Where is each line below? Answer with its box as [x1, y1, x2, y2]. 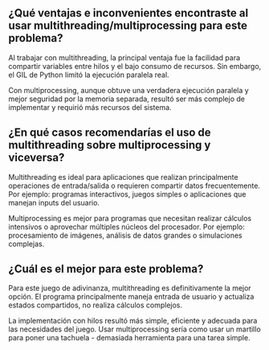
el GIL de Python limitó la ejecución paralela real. [8, 70, 170, 79]
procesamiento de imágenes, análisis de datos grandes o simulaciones [8, 230, 243, 240]
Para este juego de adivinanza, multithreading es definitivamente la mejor [8, 283, 251, 293]
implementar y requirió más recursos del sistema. [8, 102, 172, 112]
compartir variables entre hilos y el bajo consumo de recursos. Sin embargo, [8, 61, 262, 71]
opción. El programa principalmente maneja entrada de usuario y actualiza [8, 292, 255, 302]
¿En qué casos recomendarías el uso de [8, 126, 211, 140]
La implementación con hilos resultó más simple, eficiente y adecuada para [8, 316, 258, 326]
